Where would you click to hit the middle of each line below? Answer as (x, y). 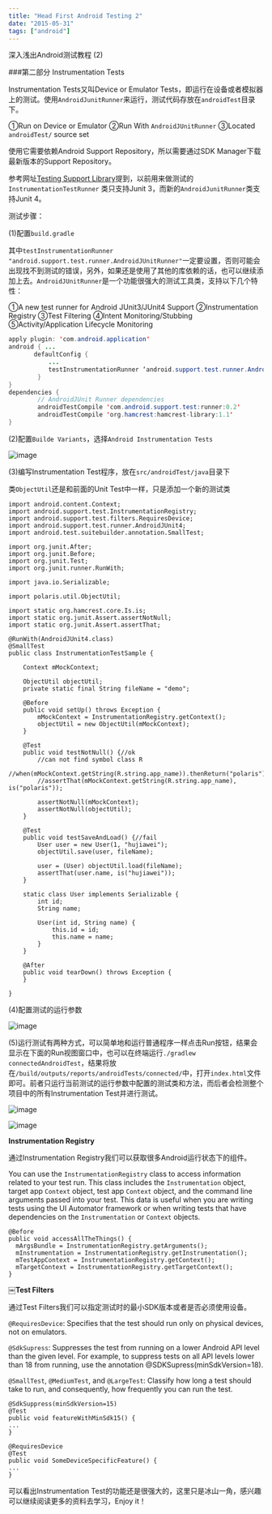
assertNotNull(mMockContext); (88, 802)
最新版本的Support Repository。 (62, 161)
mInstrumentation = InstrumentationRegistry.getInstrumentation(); (132, 1253)
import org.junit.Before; (52, 554)
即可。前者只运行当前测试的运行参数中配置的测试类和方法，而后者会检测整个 (136, 1083)
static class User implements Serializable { (101, 894)
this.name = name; (83, 937)
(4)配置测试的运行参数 (45, 1009)
